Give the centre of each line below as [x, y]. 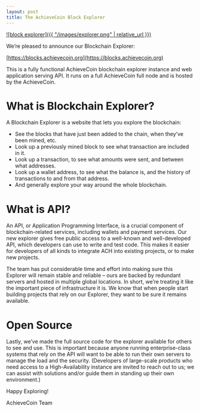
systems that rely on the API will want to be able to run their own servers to [99, 354]
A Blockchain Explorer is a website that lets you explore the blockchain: [94, 123]
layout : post [22, 12]
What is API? [39, 209]
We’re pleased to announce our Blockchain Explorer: [71, 46]
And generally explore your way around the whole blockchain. [91, 185]
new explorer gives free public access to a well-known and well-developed [99, 238]
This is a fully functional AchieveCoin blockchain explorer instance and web [99, 69]
